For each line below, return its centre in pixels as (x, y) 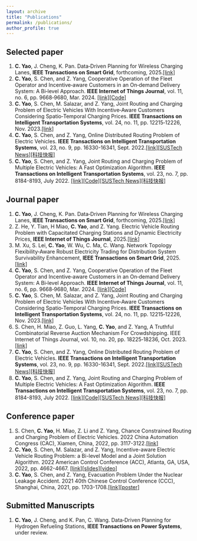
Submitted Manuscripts (50, 506)
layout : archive (26, 12)
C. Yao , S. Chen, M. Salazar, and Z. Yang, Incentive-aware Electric (95, 450)
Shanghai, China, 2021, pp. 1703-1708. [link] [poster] (77, 487)
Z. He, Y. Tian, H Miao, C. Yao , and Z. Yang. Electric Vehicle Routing (97, 226)
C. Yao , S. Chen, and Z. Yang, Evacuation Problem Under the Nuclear (98, 474)
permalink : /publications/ (39, 22)
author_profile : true (33, 28)
